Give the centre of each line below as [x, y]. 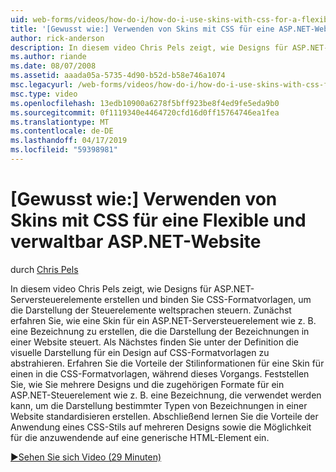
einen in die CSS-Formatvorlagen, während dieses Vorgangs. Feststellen [160, 373]
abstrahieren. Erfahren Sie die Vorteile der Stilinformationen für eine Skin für [167, 363]
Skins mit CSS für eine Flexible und [158, 220]
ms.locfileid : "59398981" [64, 150]
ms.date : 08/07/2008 [53, 66]
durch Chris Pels [44, 269]
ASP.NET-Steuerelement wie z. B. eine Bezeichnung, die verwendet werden [166, 395]
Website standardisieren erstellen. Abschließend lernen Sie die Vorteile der [164, 416]
